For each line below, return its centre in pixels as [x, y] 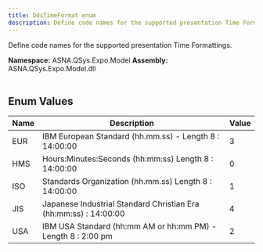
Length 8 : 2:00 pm [77, 236]
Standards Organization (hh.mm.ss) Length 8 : [127, 182]
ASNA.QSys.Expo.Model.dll [52, 68]
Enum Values [41, 101]
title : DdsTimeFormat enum [52, 15]
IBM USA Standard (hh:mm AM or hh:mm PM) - [129, 226]
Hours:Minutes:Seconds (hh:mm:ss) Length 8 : [128, 159]
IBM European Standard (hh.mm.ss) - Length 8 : [131, 136]
